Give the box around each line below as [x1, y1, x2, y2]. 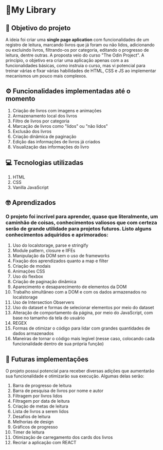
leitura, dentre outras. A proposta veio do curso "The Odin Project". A [5, 52, 145, 58]
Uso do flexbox [12, 274, 43, 279]
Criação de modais [12, 263, 51, 269]
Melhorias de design [12, 419, 54, 425]
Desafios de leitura [12, 414, 51, 420]
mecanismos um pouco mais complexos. [5, 73, 87, 78]
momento [5, 95, 36, 103]
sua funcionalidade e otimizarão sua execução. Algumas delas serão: [5, 373, 145, 379]
